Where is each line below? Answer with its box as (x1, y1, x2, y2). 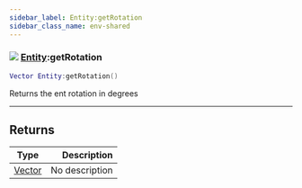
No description (50, 164, 114, 176)
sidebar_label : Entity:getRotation (9, 13, 143, 22)
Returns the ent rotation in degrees (9, 87, 139, 99)
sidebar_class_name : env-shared (9, 22, 130, 31)
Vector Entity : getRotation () (9, 71, 119, 81)
